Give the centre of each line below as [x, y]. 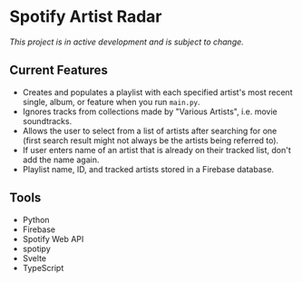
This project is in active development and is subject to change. [127, 42]
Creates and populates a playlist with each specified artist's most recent [157, 92]
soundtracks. [47, 121]
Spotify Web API [53, 238]
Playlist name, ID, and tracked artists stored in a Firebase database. [148, 169]
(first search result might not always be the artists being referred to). [151, 140]
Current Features [59, 70]
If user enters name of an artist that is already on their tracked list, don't [157, 150]
